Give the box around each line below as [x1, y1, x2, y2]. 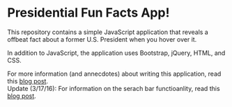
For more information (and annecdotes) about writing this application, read [7, 69, 222, 78]
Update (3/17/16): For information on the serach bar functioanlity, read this [7, 84, 221, 92]
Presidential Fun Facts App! [7, 5, 170, 21]
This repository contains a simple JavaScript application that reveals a [7, 28, 209, 36]
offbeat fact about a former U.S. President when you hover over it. [7, 35, 197, 43]
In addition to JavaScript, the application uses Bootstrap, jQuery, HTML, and [7, 49, 226, 57]
